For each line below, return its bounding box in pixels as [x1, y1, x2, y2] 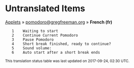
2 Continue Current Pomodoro [11, 33, 78, 38]
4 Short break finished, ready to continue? [11, 41, 111, 46]
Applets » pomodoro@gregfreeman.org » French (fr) [5, 19, 112, 25]
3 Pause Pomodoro [11, 37, 54, 42]
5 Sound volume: [11, 45, 52, 50]
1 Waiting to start [11, 28, 58, 33]
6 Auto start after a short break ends [11, 50, 100, 55]
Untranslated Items [5, 3, 85, 14]
